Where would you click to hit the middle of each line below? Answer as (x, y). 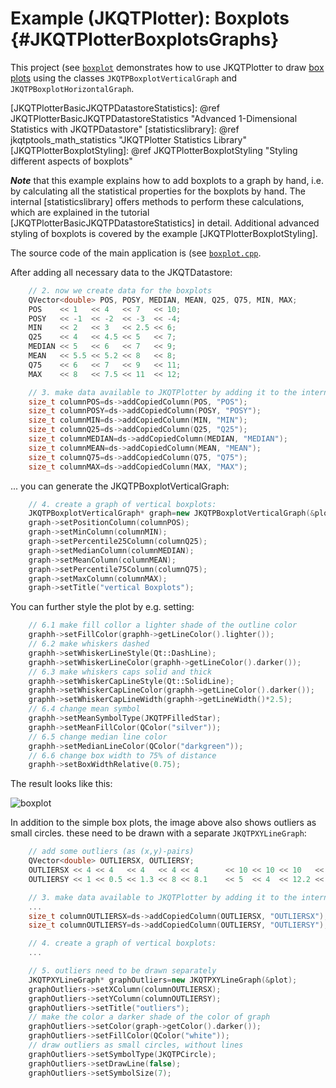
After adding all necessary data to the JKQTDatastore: (121, 272)
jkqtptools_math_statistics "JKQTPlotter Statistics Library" (128, 139)
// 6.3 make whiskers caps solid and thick (120, 672)
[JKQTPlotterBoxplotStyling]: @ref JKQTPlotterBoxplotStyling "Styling (154, 150)
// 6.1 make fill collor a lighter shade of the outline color (163, 625)
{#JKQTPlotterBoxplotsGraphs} (145, 39)
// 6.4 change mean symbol (84, 709)
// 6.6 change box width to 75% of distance (122, 755)
